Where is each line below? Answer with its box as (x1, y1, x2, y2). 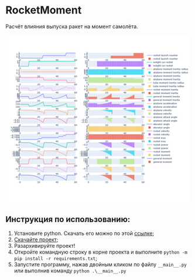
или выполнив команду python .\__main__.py (13, 267, 126, 274)
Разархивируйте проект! (13, 243, 76, 250)
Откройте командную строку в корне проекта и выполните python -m (13, 248, 188, 255)
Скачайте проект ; (13, 236, 59, 243)
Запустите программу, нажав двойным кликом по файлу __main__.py (13, 261, 187, 268)
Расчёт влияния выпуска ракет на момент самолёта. (5, 23, 138, 30)
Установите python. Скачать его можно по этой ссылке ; (13, 230, 155, 237)
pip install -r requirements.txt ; (13, 255, 97, 262)
